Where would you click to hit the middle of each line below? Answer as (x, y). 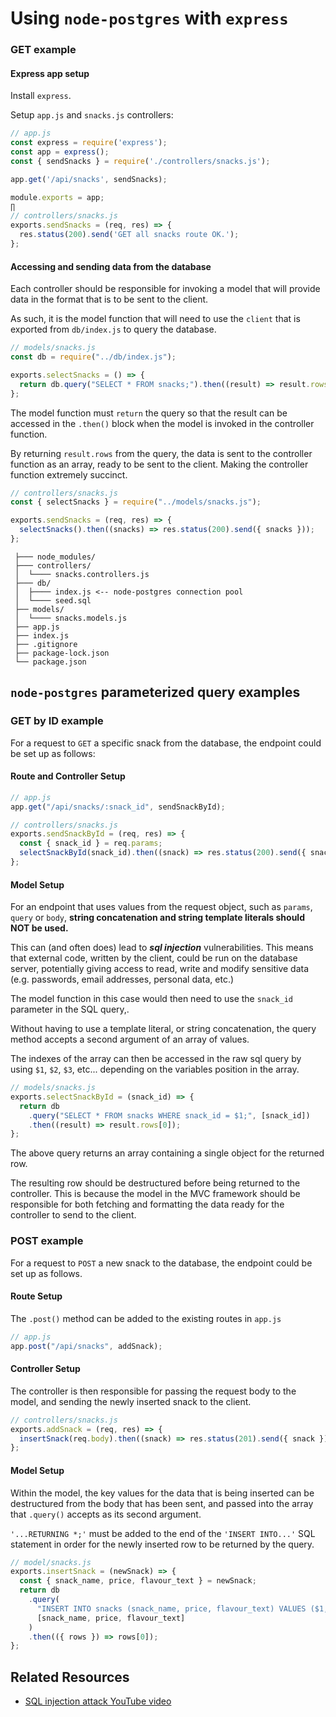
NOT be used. (39, 928)
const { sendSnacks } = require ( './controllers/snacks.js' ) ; (140, 161)
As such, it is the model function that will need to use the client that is (155, 319)
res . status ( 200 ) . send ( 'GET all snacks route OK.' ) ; (129, 235)
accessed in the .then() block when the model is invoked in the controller (162, 423)
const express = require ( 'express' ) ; (89, 143)
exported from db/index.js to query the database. (113, 329)
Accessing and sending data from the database (111, 266)
